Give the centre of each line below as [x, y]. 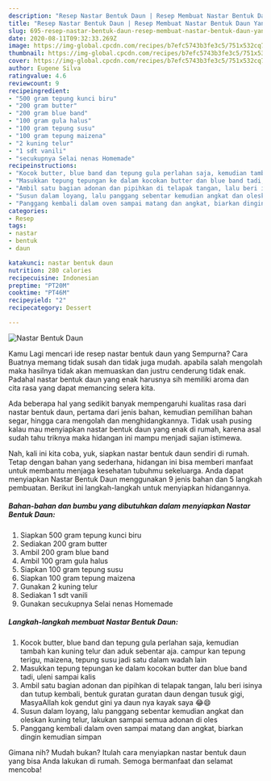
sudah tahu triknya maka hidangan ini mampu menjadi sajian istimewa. [125, 437]
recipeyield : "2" [38, 301]
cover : [19, 61]
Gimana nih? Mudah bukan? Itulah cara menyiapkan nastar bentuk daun [127, 752]
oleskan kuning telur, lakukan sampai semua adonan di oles [119, 720]
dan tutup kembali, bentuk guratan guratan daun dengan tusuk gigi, [132, 694]
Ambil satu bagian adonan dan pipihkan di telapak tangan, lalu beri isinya [141, 685]
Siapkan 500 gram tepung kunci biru [81, 535]
